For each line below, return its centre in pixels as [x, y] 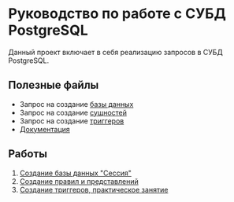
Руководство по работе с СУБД [117, 14]
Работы [28, 154]
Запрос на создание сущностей [73, 112]
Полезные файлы [54, 85]
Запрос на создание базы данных [76, 104]
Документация [45, 129]
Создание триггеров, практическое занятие [94, 189]
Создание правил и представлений [79, 181]
